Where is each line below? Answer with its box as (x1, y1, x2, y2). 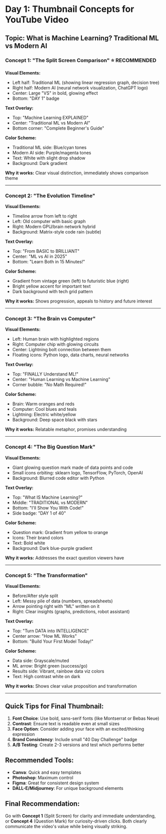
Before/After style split (12, 593, 58, 599)
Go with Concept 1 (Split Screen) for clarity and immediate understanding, (5, 813, 156, 819)
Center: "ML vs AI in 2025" (12, 253, 68, 259)
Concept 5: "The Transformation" (5, 572, 88, 579)
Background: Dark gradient (12, 160, 68, 166)
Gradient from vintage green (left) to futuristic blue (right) (12, 278, 129, 284)
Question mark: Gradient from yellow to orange (12, 529, 108, 535)
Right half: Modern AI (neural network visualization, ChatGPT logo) (12, 84, 148, 90)
